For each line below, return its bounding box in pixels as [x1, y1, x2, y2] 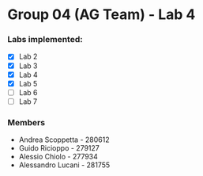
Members [7, 117, 45, 128]
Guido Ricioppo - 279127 [18, 143, 100, 153]
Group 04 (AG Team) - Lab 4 [7, 6, 196, 24]
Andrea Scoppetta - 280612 [18, 135, 110, 144]
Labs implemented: [7, 34, 84, 45]
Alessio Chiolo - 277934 [18, 152, 98, 162]
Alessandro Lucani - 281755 [18, 160, 111, 170]
